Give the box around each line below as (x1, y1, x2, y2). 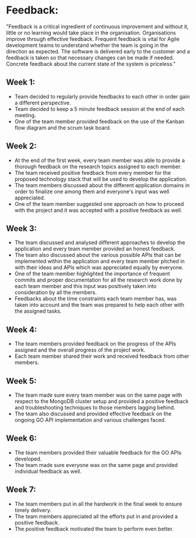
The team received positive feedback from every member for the (14, 169, 171, 176)
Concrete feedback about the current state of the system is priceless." (6, 60, 176, 67)
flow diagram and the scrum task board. (14, 124, 111, 131)
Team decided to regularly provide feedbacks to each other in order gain (14, 93, 190, 100)
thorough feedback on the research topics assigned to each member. (14, 163, 182, 170)
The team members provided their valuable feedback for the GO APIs (14, 449, 182, 456)
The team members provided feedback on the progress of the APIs (14, 340, 177, 347)
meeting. (14, 111, 36, 119)
